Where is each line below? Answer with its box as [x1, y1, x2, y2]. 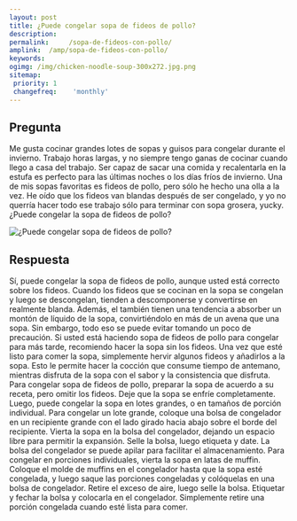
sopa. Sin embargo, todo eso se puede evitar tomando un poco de [9, 323, 252, 333]
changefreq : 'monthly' [12, 87, 109, 96]
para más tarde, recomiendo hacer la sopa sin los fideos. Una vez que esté [9, 342, 283, 353]
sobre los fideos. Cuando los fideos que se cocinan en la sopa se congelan [9, 285, 284, 296]
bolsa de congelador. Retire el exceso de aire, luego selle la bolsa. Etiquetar [9, 483, 285, 494]
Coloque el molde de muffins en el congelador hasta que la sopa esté [9, 464, 263, 475]
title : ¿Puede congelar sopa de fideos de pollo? [9, 21, 197, 30]
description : [9, 29, 58, 38]
